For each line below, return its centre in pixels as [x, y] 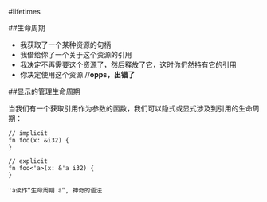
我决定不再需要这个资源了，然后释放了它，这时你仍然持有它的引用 [128, 64]
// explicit [28, 161]
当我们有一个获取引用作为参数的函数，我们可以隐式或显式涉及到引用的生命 [130, 108]
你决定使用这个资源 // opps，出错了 [77, 74]
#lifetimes [25, 12]
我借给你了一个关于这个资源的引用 [76, 54]
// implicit [28, 134]
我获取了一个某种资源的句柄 [65, 45]
